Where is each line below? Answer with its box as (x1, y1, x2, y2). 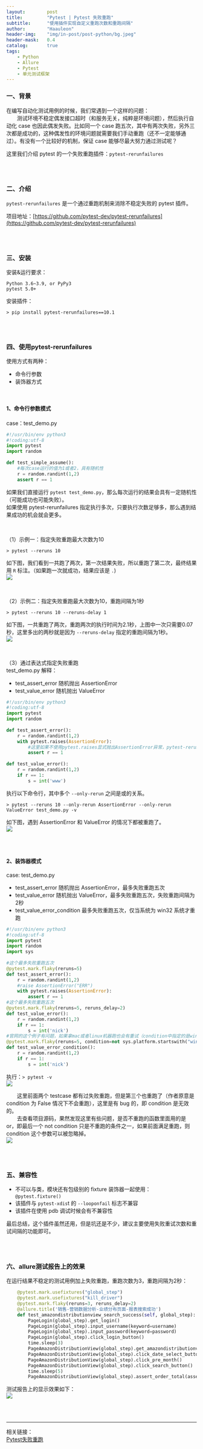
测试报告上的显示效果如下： (6, 1385, 76, 1393)
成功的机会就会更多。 (11, 511, 65, 518)
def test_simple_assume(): (6, 460, 74, 466)
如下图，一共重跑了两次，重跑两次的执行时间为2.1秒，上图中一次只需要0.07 (6, 621, 193, 628)
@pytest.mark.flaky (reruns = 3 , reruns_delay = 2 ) (17, 1301, 137, 1307)
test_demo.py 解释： (6, 667, 57, 674)
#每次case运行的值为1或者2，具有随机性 (17, 465, 104, 471)
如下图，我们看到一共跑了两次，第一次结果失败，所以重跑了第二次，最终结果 (6, 559, 197, 566)
